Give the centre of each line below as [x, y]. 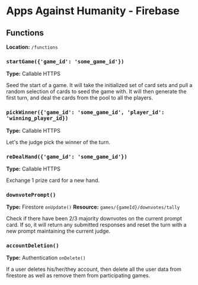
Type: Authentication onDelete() [46, 258]
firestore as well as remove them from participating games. [78, 276]
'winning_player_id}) [37, 119]
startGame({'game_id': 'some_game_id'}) [65, 61]
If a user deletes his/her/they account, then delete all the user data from [94, 269]
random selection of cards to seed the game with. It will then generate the [96, 92]
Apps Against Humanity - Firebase [93, 11]
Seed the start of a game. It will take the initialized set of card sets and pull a [99, 85]
